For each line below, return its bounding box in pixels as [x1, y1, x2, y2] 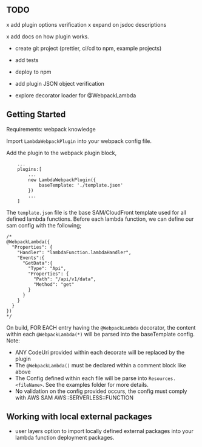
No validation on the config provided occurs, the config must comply [15, 387, 187, 395]
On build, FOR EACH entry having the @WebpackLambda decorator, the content [6, 324, 196, 331]
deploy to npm [15, 68, 52, 75]
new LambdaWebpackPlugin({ [28, 176, 96, 183]
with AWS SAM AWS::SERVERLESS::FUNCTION [15, 393, 134, 401]
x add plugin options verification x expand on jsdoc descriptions [6, 21, 167, 28]
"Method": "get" [33, 281, 75, 288]
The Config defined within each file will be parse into [15, 374, 147, 382]
